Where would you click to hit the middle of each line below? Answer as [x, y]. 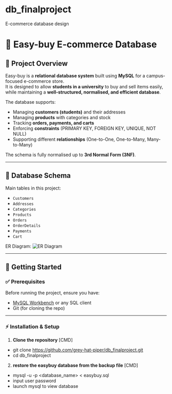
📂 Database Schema [38, 176]
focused [14, 81]
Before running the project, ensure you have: [52, 293]
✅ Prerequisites [25, 282]
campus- [156, 76]
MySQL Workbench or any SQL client [52, 303]
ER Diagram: [18, 246]
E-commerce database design [37, 24]
